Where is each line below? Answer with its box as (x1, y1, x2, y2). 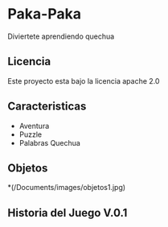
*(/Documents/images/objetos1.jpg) (7, 183, 126, 192)
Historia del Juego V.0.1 (7, 206, 128, 220)
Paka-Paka (7, 5, 82, 23)
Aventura (18, 121, 50, 130)
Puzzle (18, 130, 43, 139)
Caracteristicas (7, 100, 87, 113)
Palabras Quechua (18, 138, 81, 147)
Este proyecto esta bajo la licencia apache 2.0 (7, 76, 160, 85)
